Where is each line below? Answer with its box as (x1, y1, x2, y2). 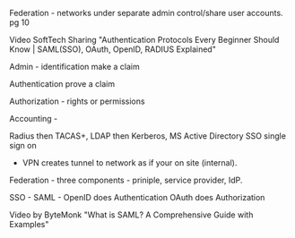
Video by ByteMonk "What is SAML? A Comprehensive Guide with (9, 209, 254, 220)
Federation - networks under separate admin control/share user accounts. (9, 8, 284, 18)
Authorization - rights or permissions (9, 96, 145, 106)
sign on (9, 140, 38, 150)
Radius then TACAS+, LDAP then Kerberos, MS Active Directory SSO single (9, 131, 287, 141)
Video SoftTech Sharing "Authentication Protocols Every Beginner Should (9, 35, 280, 45)
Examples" (9, 219, 49, 229)
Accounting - (9, 114, 58, 123)
